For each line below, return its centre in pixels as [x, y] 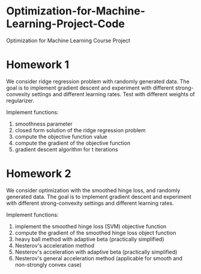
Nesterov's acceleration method [55, 245]
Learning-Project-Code [65, 24]
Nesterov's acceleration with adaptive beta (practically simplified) [96, 252]
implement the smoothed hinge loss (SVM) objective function [91, 226]
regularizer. [20, 100]
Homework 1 [38, 65]
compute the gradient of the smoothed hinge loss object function [95, 233]
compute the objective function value [61, 136]
